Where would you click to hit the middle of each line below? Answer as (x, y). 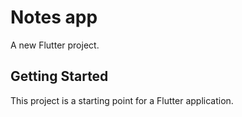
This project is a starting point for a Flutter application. (122, 100)
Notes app (54, 17)
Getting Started (59, 76)
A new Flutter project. (55, 45)
